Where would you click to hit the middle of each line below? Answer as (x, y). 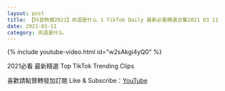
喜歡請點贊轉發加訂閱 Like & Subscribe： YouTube (77, 81)
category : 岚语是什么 (35, 32)
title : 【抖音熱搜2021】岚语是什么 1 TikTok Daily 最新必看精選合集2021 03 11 (113, 20)
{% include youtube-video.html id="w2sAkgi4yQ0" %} (85, 52)
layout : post (26, 13)
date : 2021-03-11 (32, 26)
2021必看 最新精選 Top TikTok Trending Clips (71, 66)
